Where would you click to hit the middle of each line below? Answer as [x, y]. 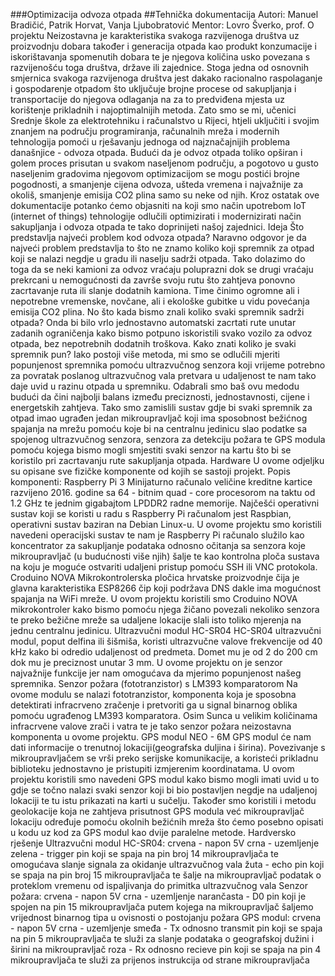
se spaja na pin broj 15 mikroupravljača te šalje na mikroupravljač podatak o [166, 875]
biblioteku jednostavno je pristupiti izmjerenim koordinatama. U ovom [152, 768]
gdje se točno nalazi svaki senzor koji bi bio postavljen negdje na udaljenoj [164, 790]
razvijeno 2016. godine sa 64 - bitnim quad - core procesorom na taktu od [163, 492]
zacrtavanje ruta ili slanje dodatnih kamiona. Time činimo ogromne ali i [155, 290]
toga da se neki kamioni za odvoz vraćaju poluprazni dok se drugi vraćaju [162, 269]
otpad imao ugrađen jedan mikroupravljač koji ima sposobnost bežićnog [159, 418]
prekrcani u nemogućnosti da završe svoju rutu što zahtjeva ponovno [153, 280]
